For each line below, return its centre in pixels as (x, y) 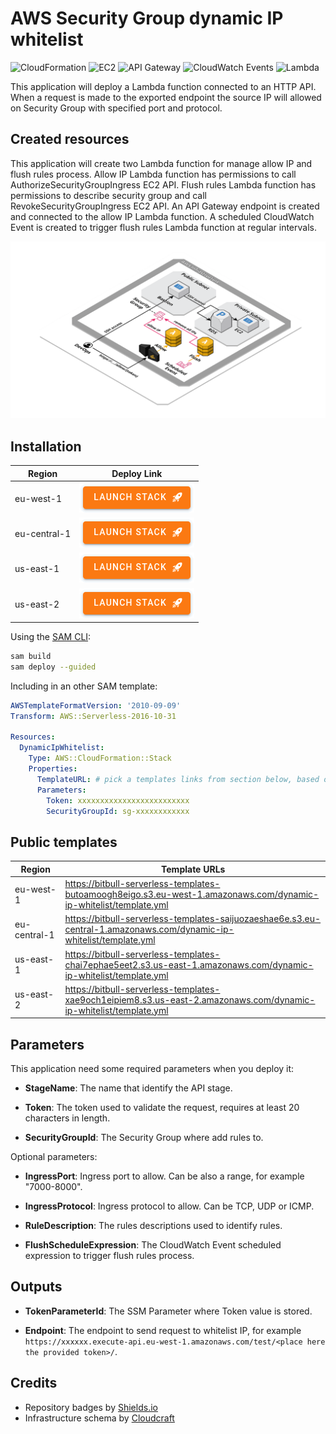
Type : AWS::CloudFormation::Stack (100, 758)
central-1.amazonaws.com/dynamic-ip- (149, 929)
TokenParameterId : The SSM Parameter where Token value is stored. (168, 1311)
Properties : (53, 769)
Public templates (64, 842)
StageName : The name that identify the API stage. (128, 1088)
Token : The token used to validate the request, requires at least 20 (162, 1108)
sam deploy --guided (53, 667)
